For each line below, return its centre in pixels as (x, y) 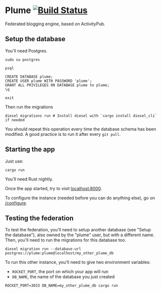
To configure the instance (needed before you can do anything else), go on (80, 198)
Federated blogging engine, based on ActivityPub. (55, 24)
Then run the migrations (29, 107)
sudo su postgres (23, 60)
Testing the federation (39, 218)
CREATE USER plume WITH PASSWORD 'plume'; (48, 81)
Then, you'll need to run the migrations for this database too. (66, 240)
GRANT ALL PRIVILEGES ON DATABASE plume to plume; (57, 85)
